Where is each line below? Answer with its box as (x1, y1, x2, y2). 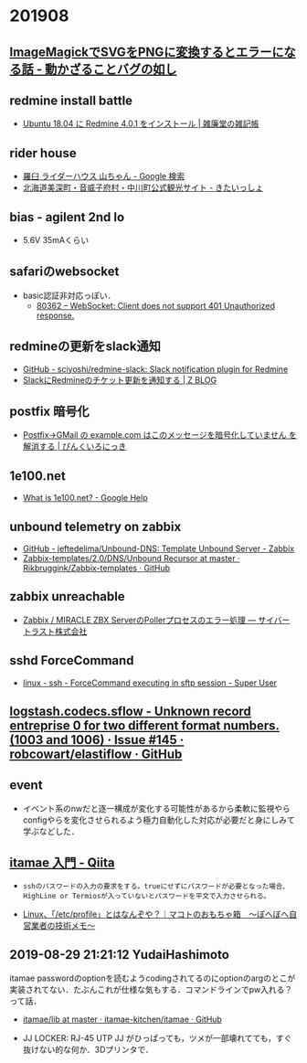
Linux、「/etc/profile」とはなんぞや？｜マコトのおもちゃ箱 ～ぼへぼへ (22, 909, 290, 919)
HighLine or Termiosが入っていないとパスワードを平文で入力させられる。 (22, 891, 271, 900)
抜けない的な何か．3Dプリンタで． (22, 1044, 153, 1055)
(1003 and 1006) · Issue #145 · (9, 732, 185, 748)
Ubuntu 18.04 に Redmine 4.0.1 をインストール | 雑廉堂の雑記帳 (22, 118, 259, 129)
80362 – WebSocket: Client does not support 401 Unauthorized (36, 300, 276, 311)
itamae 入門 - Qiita (9, 856, 115, 871)
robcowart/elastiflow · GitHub (9, 747, 183, 762)
